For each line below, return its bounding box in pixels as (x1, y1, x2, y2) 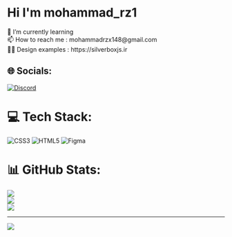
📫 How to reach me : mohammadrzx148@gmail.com (7, 35, 157, 43)
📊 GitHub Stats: (7, 162, 101, 177)
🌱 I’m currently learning (7, 28, 74, 36)
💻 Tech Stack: (7, 109, 93, 125)
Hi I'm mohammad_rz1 (7, 5, 137, 21)
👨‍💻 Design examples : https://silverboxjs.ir (7, 45, 128, 53)
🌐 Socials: (7, 65, 52, 77)
